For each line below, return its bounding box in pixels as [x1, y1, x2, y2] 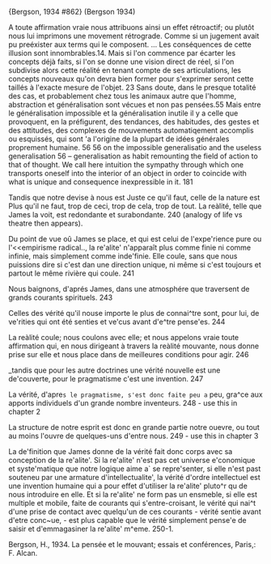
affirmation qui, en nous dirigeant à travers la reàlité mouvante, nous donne [8, 341, 260, 351]
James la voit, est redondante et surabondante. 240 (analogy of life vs [8, 210, 243, 219]
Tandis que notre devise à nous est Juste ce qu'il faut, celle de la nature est [8, 193, 260, 202]
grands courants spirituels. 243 [8, 293, 113, 302]
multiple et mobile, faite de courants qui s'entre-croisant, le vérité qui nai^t [8, 499, 256, 507]
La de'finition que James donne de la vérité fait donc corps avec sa [8, 447, 233, 456]
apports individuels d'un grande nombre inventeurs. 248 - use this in [8, 398, 238, 407]
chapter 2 [8, 407, 41, 416]
